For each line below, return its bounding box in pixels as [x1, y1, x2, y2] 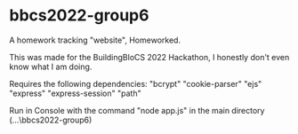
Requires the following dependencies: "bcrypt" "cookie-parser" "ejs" [9, 78, 262, 89]
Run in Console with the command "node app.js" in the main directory [9, 105, 265, 115]
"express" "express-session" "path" [9, 88, 141, 99]
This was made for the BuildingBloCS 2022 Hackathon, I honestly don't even [9, 51, 290, 62]
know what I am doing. [9, 61, 93, 72]
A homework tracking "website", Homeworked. [9, 35, 181, 45]
